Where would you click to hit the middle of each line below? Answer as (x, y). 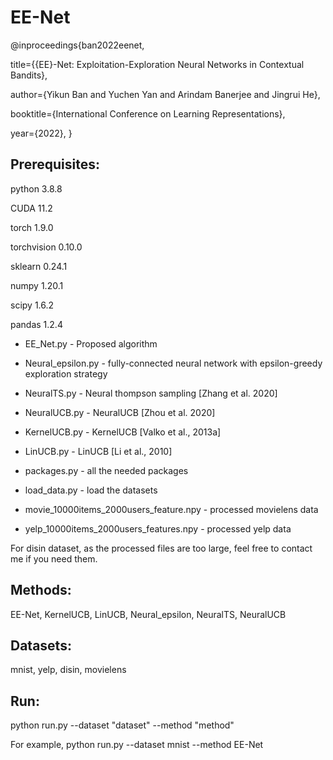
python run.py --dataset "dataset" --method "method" (122, 725)
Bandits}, (29, 75)
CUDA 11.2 (31, 208)
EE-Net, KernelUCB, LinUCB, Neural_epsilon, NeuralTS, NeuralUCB (148, 614)
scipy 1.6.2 (32, 305)
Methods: (41, 590)
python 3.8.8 (36, 188)
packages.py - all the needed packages (106, 470)
